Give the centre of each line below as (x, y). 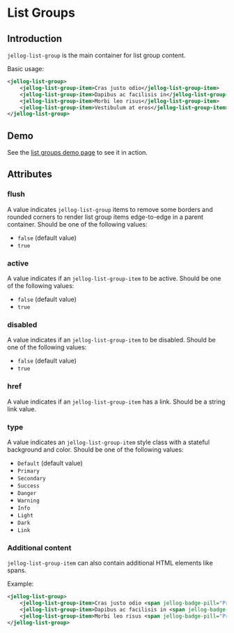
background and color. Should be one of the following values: (95, 449)
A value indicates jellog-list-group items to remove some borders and (110, 209)
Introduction (35, 39)
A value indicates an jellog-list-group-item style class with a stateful (109, 442)
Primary (28, 471)
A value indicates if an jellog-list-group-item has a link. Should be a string (116, 402)
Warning (28, 501)
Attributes (30, 175)
